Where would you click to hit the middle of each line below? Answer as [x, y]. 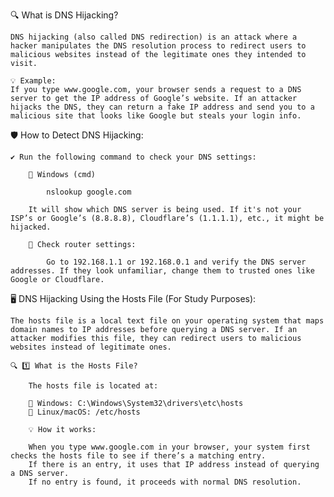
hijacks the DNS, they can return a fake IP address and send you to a [162, 107]
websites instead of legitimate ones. [91, 347]
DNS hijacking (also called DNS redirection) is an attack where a [154, 37]
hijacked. [31, 227]
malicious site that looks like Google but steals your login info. [156, 116]
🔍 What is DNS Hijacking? [64, 15]
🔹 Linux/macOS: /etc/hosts [84, 412]
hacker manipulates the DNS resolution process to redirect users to [158, 46]
